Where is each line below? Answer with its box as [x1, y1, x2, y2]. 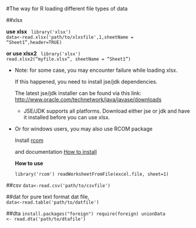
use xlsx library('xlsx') [6, 28, 71, 35]
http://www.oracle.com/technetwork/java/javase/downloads [14, 96, 162, 103]
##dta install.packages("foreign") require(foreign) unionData [6, 210, 166, 217]
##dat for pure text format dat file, [6, 193, 90, 200]
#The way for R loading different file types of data [6, 5, 128, 12]
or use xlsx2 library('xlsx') [6, 50, 81, 57]
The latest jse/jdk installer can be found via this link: [14, 90, 142, 97]
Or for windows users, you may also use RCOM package [14, 125, 153, 132]
